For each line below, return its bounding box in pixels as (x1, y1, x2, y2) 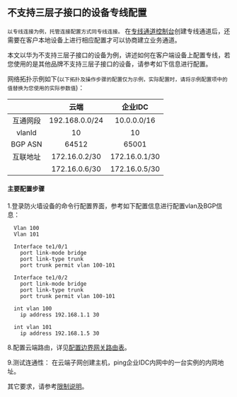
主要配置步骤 (7, 185, 45, 193)
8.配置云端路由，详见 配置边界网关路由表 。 (7, 343, 131, 352)
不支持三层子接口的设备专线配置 (7, 6, 147, 19)
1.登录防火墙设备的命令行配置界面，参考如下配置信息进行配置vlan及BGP (7, 202, 216, 210)
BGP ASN (11, 139, 42, 149)
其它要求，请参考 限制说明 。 (7, 382, 88, 391)
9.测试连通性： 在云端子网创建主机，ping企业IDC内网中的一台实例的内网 (7, 358, 218, 367)
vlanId (16, 127, 37, 137)
